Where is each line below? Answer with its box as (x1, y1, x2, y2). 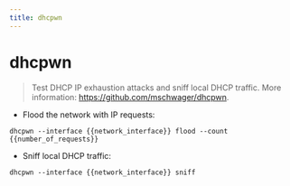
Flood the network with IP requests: (22, 109, 155, 120)
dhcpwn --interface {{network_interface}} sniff (9, 168, 196, 177)
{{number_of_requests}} (9, 135, 99, 144)
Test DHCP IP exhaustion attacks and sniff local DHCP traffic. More (31, 82, 282, 93)
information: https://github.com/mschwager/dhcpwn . (31, 91, 229, 102)
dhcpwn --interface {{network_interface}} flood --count (9, 126, 229, 135)
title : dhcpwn (9, 13, 63, 23)
